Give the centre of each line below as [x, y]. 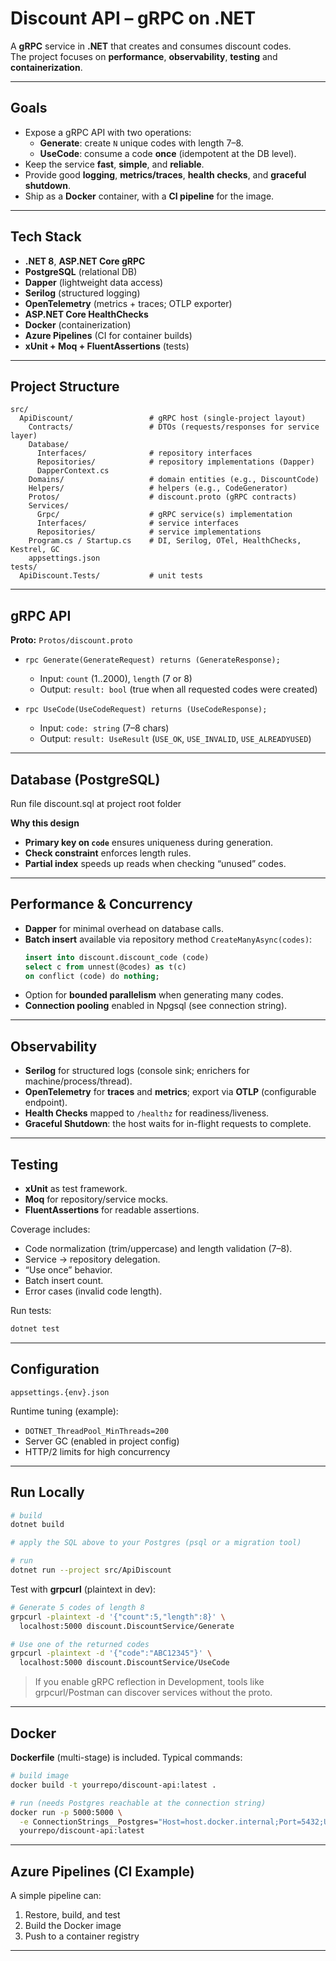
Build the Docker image [73, 1926]
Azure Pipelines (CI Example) [102, 1871]
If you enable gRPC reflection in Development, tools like [149, 1682]
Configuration [55, 1369]
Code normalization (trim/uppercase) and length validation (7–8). [158, 1249]
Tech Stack [46, 237]
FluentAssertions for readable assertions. [112, 1210]
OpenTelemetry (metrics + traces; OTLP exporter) [128, 303]
